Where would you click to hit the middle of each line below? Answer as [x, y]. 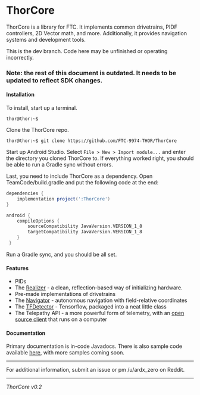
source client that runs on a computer [61, 319]
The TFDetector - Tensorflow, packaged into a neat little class [90, 307]
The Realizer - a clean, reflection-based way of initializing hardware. [99, 288]
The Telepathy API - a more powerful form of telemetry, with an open [99, 313]
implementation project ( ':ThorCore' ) [64, 199]
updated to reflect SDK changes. [54, 80]
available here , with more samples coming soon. [65, 353]
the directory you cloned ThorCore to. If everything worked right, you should [100, 158]
